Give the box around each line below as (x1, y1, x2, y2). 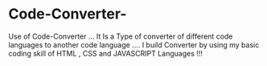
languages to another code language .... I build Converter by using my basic (8, 39, 260, 49)
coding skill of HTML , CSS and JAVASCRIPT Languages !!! (8, 48, 203, 58)
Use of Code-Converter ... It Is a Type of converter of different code (8, 31, 233, 41)
